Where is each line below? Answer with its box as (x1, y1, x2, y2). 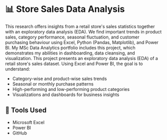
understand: (5, 65, 30, 72)
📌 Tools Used (5, 106, 47, 114)
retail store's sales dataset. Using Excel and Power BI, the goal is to (5, 60, 143, 66)
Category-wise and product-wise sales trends (12, 75, 107, 81)
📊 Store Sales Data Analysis (5, 3, 125, 15)
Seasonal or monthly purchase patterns (12, 80, 94, 87)
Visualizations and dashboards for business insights (12, 91, 120, 97)
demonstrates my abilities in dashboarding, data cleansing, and (5, 50, 136, 56)
